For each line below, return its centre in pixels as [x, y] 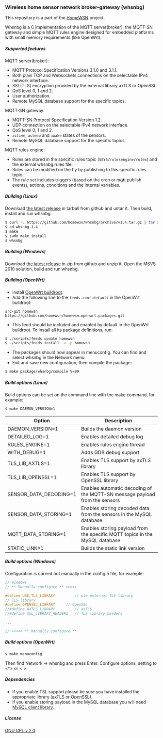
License [13, 718]
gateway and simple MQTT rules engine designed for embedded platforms [80, 32]
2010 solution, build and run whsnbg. [42, 269]
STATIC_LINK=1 [25, 548]
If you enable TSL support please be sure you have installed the [76, 691]
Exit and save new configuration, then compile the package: [72, 363]
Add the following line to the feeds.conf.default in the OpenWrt [76, 297]
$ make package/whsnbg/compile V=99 [42, 372]
